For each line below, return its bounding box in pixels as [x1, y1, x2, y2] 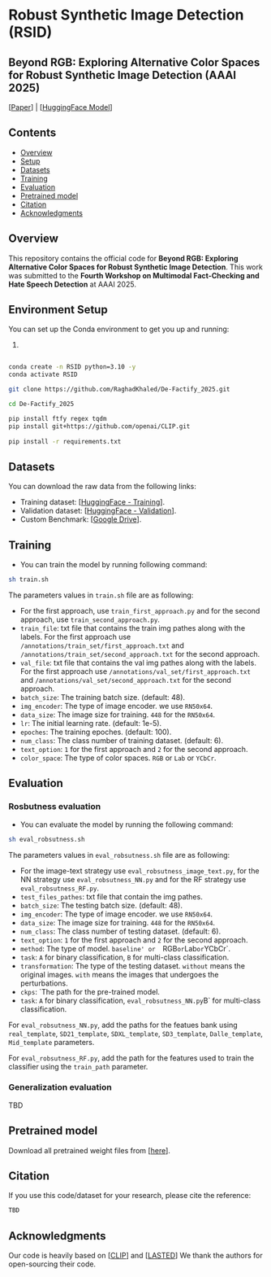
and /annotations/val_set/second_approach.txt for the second [19, 675, 231, 684]
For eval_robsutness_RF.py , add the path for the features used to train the [8, 1052, 255, 1063]
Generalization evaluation [8, 1082, 112, 1093]
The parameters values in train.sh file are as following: [8, 590, 194, 600]
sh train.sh [8, 575, 49, 584]
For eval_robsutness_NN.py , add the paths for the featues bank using [8, 1020, 238, 1030]
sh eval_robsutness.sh [8, 835, 85, 843]
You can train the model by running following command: [19, 560, 208, 570]
